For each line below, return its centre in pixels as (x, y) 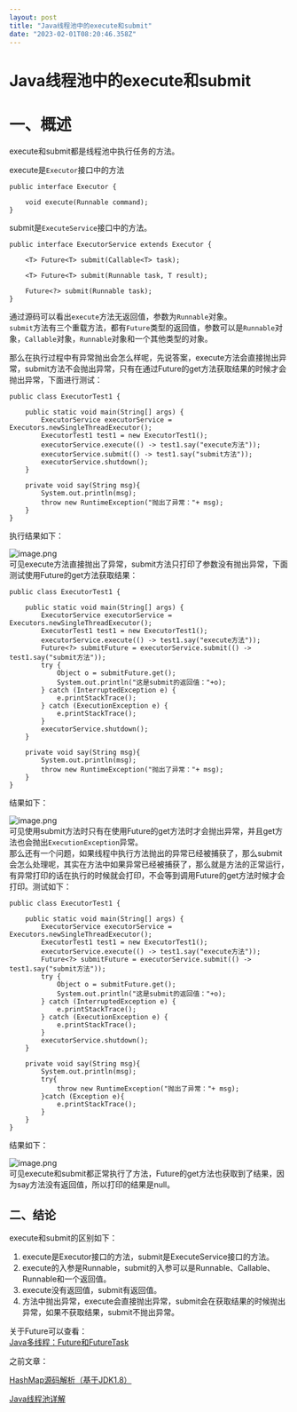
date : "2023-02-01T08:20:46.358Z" (73, 34)
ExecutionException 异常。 (96, 842)
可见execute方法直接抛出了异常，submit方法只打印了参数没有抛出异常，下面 (148, 564)
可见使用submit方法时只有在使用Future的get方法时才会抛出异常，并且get (142, 830)
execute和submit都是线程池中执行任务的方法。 (94, 151)
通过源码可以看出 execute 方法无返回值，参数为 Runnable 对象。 (121, 316)
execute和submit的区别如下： (63, 1238)
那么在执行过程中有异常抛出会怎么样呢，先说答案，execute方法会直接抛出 (144, 357)
